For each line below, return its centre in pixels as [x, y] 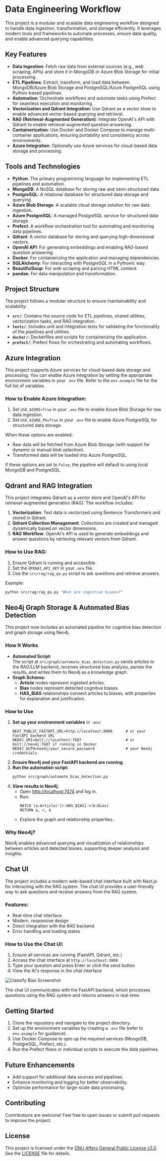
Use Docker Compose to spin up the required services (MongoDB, [80, 1039]
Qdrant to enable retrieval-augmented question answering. [72, 124]
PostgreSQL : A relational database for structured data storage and [80, 194]
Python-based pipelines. [37, 92]
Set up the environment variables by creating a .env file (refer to [78, 1028]
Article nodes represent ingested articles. [62, 682]
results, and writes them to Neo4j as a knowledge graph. [70, 672]
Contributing [25, 1103]
